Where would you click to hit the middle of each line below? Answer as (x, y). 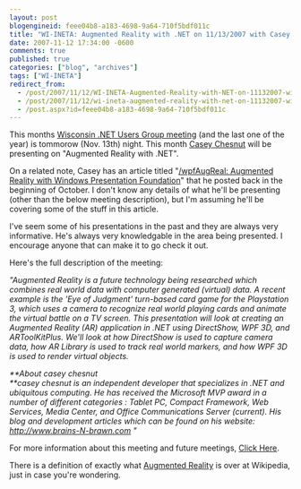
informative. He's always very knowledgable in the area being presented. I (146, 236)
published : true (39, 59)
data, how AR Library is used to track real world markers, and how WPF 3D (149, 347)
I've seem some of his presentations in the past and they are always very (144, 227)
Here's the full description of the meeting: (86, 263)
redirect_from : (38, 84)
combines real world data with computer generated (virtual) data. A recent (147, 290)
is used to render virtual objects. (69, 356)
